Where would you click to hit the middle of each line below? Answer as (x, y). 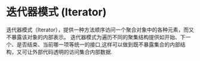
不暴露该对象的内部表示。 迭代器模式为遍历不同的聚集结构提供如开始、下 (96, 37)
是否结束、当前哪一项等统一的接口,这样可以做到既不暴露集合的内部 (99, 44)
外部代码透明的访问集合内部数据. (72, 52)
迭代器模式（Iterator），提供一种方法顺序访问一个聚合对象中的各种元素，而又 (100, 30)
